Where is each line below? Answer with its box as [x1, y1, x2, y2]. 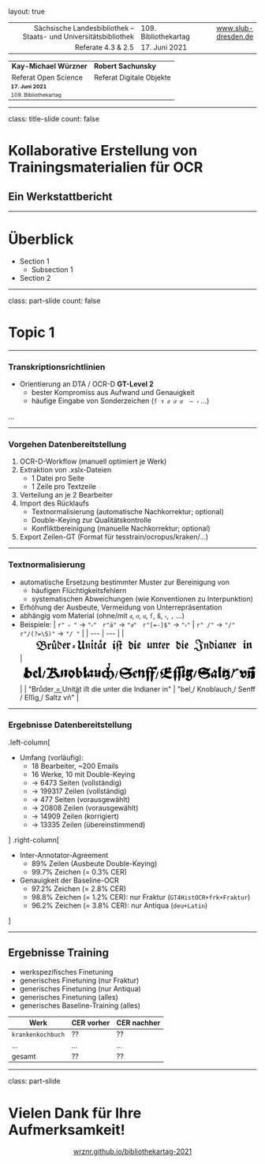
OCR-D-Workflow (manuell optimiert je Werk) [19, 457, 167, 466]
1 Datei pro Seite [31, 473, 85, 483]
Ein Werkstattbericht [8, 189, 113, 203]
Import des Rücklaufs [19, 498, 89, 508]
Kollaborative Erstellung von [8, 142, 198, 160]
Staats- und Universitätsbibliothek [22, 32, 134, 41]
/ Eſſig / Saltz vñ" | [19, 692, 79, 702]
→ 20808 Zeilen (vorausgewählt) [31, 803, 139, 812]
